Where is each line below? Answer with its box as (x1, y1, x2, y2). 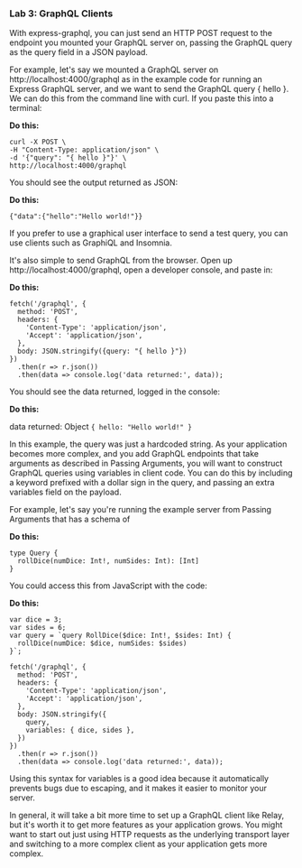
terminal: (9, 103, 42, 114)
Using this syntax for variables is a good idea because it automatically (9, 773, 269, 784)
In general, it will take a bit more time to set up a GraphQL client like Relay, (9, 810, 285, 821)
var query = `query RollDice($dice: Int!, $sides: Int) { (9, 631, 232, 641)
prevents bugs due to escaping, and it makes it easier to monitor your (9, 783, 268, 794)
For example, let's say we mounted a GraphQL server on (9, 64, 219, 75)
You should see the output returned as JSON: (9, 177, 178, 188)
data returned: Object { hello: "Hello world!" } (9, 421, 192, 432)
